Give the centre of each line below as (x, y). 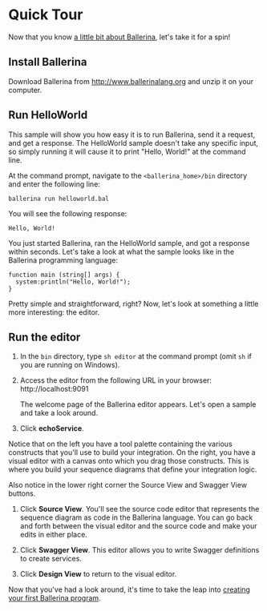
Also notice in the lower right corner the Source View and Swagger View (127, 485)
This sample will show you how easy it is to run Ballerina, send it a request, (132, 135)
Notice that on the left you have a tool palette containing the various (120, 444)
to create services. (51, 559)
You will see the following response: (68, 213)
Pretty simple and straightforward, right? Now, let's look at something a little (133, 303)
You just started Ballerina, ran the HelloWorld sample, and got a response (129, 243)
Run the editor (44, 337)
